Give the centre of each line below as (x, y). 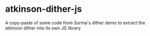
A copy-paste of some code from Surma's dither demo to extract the (75, 23)
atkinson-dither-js (44, 9)
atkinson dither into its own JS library (43, 28)
